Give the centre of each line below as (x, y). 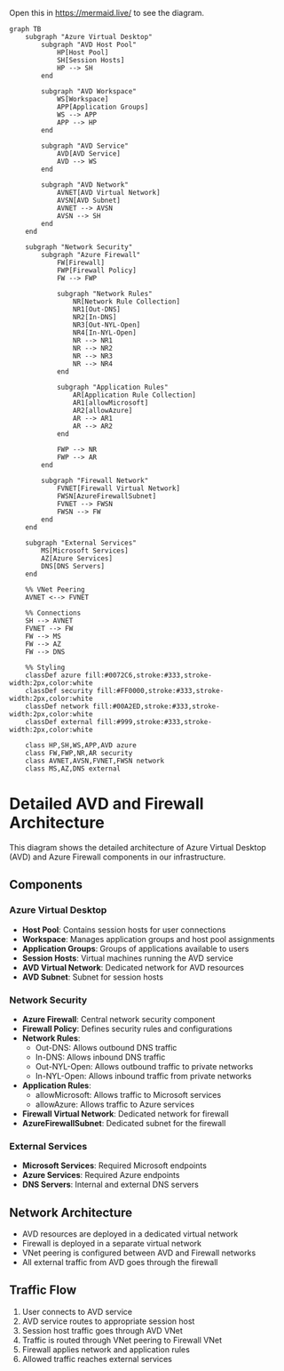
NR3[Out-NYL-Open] (106, 325)
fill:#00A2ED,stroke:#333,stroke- (156, 706)
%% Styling (45, 667)
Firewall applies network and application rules (106, 1349)
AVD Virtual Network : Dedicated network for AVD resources (133, 967)
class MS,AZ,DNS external (73, 769)
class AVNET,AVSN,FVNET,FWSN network (95, 761)
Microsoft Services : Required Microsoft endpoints (114, 1165)
